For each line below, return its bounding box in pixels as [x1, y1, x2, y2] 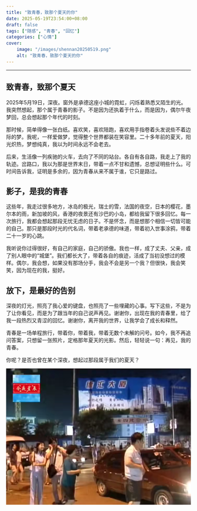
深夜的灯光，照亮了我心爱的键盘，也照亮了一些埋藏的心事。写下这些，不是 [6, 302, 186, 309]
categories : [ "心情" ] [6, 34, 57, 40]
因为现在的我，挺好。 [16, 267, 68, 274]
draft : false [6, 22, 38, 28]
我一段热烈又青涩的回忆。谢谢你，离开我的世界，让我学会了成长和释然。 [6, 317, 181, 324]
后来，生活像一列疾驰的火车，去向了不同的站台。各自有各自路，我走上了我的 [6, 153, 191, 160]
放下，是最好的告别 [6, 285, 76, 295]
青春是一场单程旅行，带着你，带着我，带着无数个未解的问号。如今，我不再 [6, 329, 186, 336]
